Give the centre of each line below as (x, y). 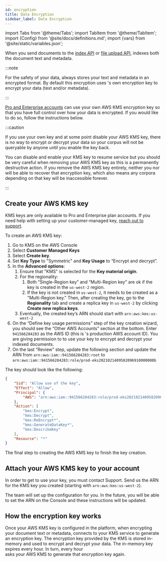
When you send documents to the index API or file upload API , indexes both (82, 53)
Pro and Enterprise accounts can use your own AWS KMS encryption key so (83, 108)
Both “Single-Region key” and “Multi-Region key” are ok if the (90, 282)
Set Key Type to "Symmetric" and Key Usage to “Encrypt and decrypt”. (85, 261)
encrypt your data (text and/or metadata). (47, 88)
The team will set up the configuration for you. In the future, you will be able (82, 495)
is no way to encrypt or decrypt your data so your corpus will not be (74, 142)
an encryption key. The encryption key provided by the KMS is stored (76, 538)
